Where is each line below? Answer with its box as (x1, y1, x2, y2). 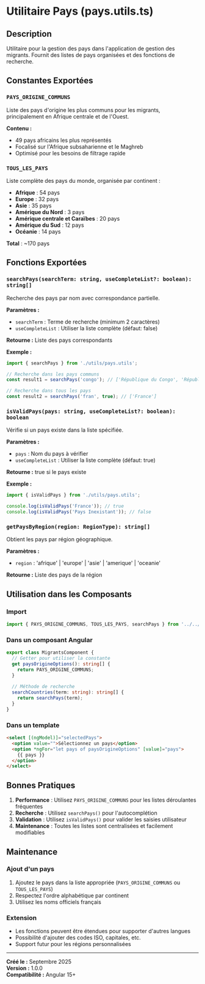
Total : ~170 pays (6, 240, 50, 247)
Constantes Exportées (6, 75, 93, 86)
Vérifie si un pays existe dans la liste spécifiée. (6, 426, 124, 434)
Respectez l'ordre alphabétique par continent (15, 892, 129, 899)
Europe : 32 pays (15, 195, 59, 202)
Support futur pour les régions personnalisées (15, 941, 131, 948)
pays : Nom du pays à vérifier (15, 450, 88, 457)
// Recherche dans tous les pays (6, 388, 92, 394)
